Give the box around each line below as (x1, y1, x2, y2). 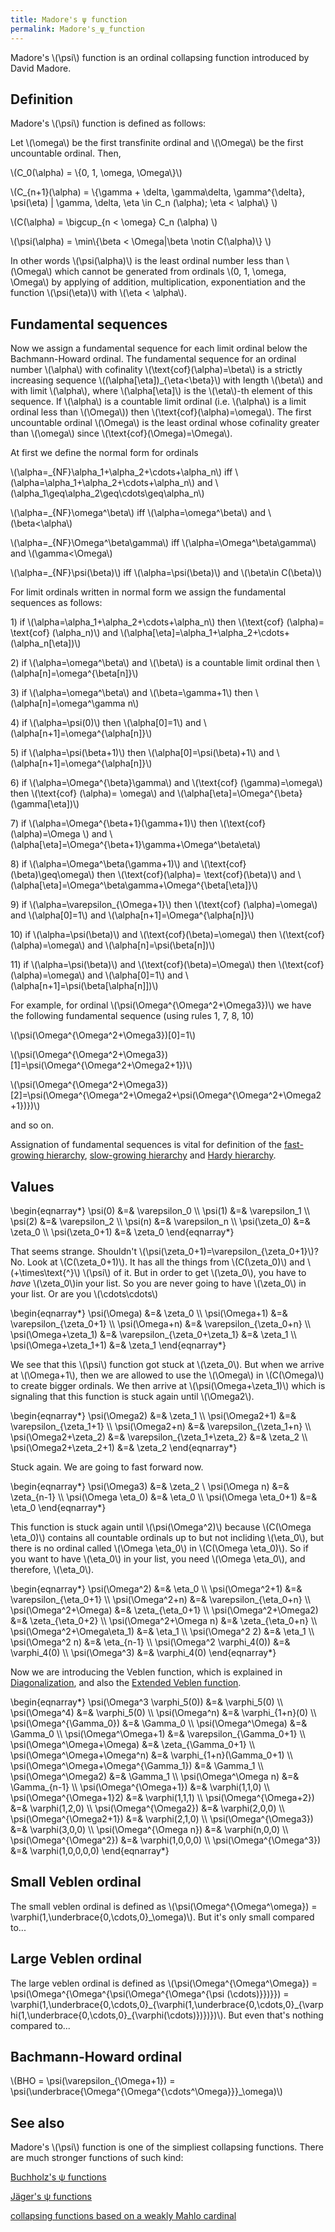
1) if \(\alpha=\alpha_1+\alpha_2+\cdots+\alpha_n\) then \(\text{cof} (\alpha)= (10, 616, 325, 628)
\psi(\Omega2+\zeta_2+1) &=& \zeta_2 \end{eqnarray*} (10, 1441, 238, 1453)
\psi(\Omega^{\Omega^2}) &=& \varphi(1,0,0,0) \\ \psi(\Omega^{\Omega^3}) (10, 1834, 322, 1846)
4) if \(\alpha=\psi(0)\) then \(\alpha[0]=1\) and (10, 717, 202, 729)
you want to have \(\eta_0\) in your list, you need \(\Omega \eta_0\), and (10, 1552, 306, 1565)
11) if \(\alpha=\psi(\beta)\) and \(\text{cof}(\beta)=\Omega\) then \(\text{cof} (10, 959, 325, 971)
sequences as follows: (10, 597, 103, 609)
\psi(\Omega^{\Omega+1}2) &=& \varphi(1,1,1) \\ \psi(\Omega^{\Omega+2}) (10, 1791, 315, 1803)
